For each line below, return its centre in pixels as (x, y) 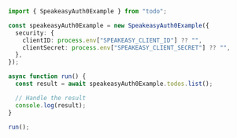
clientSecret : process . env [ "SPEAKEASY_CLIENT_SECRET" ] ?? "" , (126, 47)
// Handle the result (51, 98)
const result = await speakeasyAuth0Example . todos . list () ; (114, 84)
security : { (35, 33)
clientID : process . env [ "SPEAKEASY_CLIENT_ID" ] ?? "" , (112, 40)
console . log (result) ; (51, 105)
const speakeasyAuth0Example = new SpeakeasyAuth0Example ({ (109, 25)
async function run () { (47, 76)
